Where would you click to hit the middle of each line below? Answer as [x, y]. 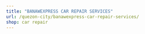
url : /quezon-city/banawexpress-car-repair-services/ [73, 17]
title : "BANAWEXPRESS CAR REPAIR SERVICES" [60, 11]
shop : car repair [27, 22]
